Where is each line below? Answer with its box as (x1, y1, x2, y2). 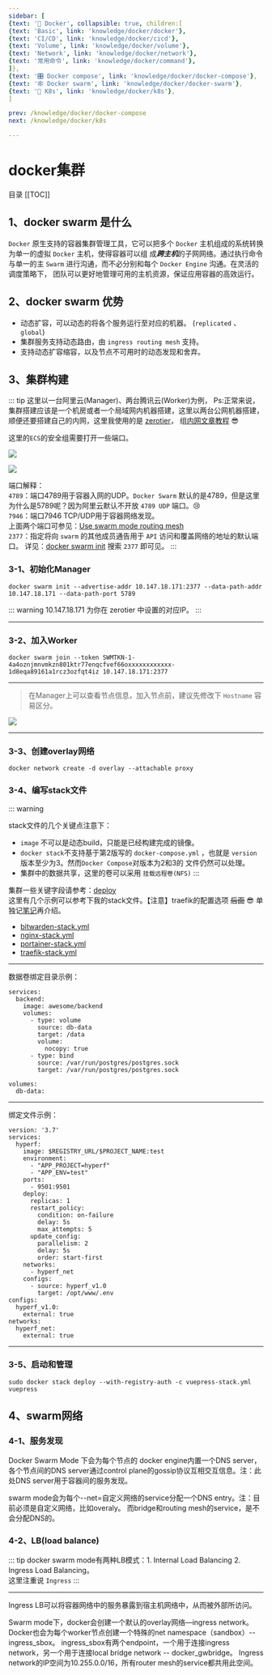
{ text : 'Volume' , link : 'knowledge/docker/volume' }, (8, 42, 190, 50)
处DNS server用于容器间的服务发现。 (8, 1475, 132, 1486)
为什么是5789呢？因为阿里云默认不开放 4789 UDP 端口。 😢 (8, 501, 201, 511)
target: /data (37, 1030, 85, 1039)
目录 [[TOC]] (8, 189, 50, 199)
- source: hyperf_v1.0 (29, 1282, 107, 1290)
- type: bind (29, 1052, 74, 1060)
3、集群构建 (8, 372, 69, 386)
